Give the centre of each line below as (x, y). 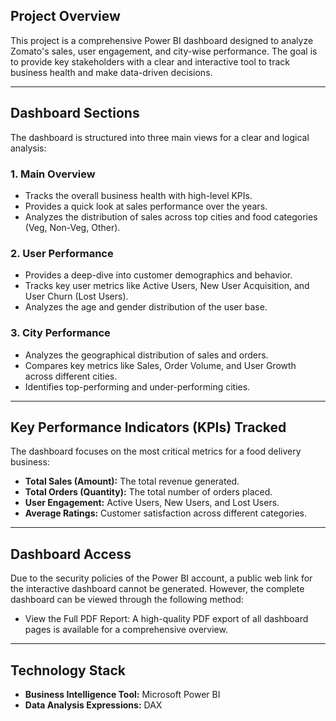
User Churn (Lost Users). (76, 296)
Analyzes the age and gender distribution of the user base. (146, 307)
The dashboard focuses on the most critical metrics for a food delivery (156, 451)
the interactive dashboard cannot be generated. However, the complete (157, 589)
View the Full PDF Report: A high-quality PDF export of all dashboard (166, 619)
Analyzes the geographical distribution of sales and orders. (146, 355)
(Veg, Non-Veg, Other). (72, 227)
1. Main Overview (53, 174)
